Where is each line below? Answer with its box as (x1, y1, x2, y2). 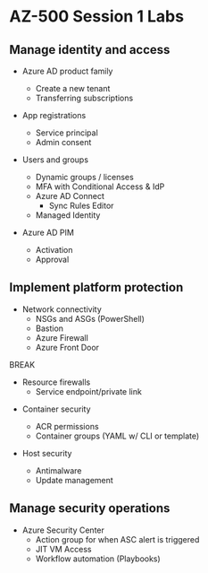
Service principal (35, 127, 98, 138)
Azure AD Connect (35, 191, 105, 201)
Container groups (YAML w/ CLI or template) (35, 430, 200, 441)
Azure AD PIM (21, 227, 74, 238)
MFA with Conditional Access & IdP (35, 181, 165, 192)
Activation (35, 245, 73, 255)
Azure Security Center (21, 525, 105, 535)
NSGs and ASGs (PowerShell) (35, 313, 146, 324)
